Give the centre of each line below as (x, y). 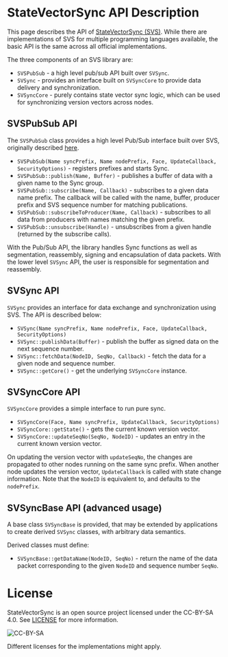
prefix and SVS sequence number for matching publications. (102, 205)
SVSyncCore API (44, 392)
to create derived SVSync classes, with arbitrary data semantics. (97, 532)
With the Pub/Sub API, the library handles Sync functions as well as (102, 247)
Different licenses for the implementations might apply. (85, 647)
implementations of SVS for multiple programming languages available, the (113, 38)
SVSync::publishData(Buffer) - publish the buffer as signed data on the (118, 341)
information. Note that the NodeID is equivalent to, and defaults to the (104, 479)
